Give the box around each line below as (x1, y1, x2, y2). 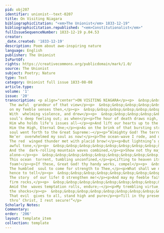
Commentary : (5, 207, 29, 212)
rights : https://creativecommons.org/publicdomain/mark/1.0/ (5, 62, 132, 66)
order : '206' (5, 212, 32, 216)
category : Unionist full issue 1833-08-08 (5, 80, 93, 85)
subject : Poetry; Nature (5, 71, 56, 76)
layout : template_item (5, 216, 51, 221)
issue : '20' (5, 93, 29, 98)
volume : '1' (5, 89, 29, 94)
